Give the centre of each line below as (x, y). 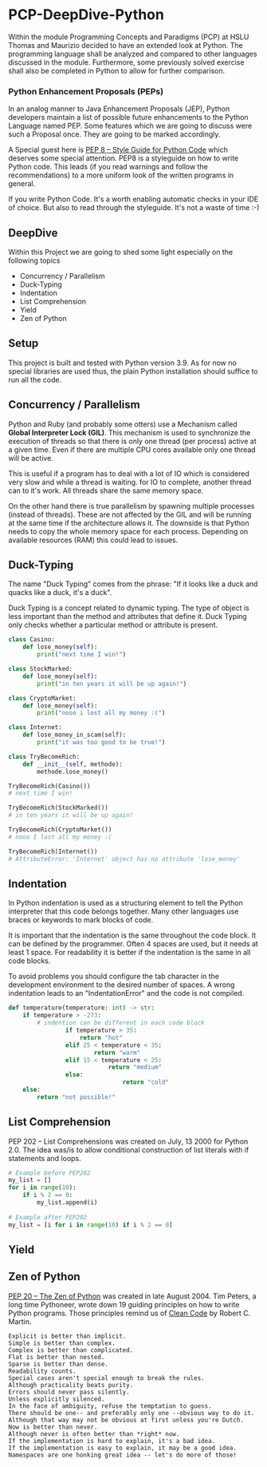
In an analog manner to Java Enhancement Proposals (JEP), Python (119, 109)
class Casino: (32, 640)
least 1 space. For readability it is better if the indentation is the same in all (130, 953)
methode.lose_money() (73, 771)
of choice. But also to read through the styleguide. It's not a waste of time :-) (134, 208)
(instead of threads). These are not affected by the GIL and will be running (130, 514)
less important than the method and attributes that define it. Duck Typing (128, 617)
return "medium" (135, 1068)
